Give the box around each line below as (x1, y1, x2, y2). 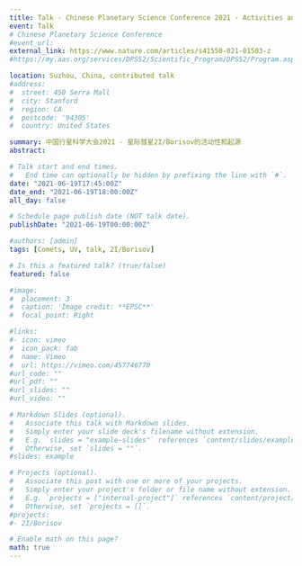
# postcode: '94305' (9, 113, 91, 122)
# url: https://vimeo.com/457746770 (9, 361, 151, 370)
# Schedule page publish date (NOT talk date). (9, 212, 191, 221)
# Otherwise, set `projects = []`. (9, 501, 151, 511)
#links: (9, 328, 39, 337)
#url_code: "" (9, 369, 63, 378)
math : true (9, 544, 50, 553)
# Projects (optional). (9, 469, 99, 478)
